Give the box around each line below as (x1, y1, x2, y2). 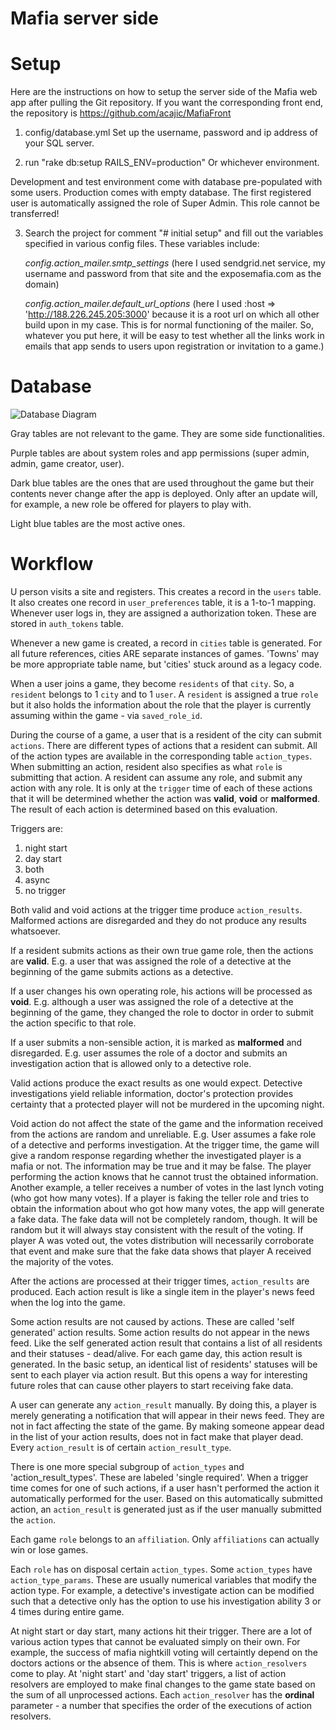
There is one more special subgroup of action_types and (10, 1461, 245, 1472)
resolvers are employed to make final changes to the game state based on (10, 1678, 316, 1690)
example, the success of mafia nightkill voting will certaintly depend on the (10, 1647, 318, 1658)
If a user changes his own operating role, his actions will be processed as (10, 985, 313, 997)
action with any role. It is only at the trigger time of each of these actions (10, 782, 313, 794)
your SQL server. (24, 137, 95, 149)
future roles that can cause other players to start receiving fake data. (10, 1380, 294, 1391)
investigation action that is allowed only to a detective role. (10, 1058, 252, 1069)
